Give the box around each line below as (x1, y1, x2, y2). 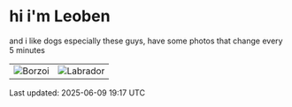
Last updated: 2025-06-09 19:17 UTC (9, 87, 146, 98)
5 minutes (9, 44, 46, 55)
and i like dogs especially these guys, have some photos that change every (9, 35, 283, 46)
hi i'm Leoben (9, 6, 111, 27)
